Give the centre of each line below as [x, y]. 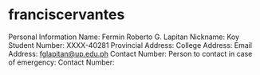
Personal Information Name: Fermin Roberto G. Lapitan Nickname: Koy [124, 37]
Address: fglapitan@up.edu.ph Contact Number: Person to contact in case [130, 53]
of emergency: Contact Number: [61, 62]
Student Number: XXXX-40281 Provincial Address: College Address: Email [130, 45]
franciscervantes [67, 15]
